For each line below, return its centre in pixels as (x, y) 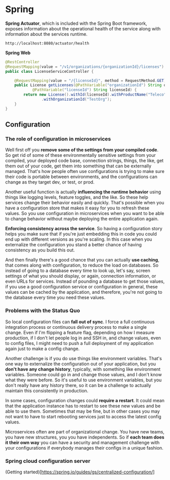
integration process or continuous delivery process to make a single (76, 327)
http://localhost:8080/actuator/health (47, 43)
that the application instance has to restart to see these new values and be (83, 406)
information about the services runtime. (46, 34)
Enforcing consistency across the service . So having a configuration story (84, 229)
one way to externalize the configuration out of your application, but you (80, 364)
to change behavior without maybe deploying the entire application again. (82, 219)
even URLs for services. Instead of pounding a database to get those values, (85, 281)
